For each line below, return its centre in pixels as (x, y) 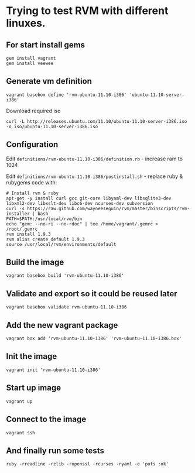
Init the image (32, 356)
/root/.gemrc (22, 229)
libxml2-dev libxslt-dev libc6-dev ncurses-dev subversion (80, 203)
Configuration (32, 145)
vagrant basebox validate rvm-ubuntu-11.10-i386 (66, 307)
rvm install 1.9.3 (28, 234)
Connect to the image (46, 419)
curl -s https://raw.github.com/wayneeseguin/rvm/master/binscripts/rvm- (98, 208)
